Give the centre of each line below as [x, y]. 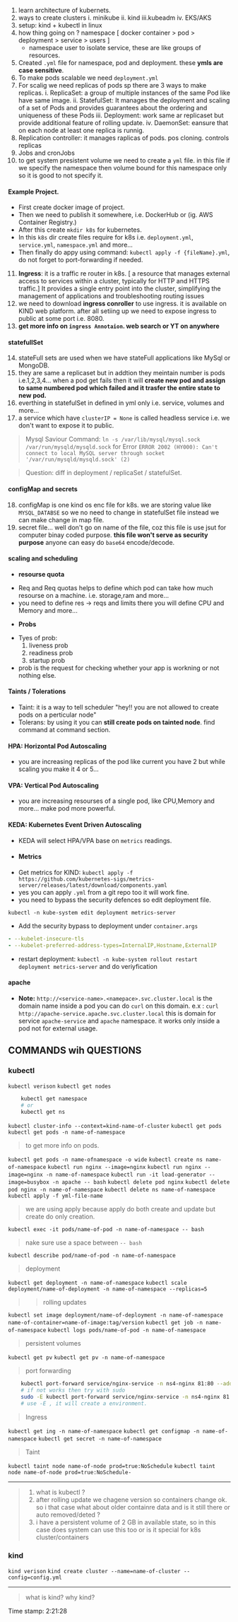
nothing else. [37, 675]
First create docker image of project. [71, 207]
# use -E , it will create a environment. [84, 1403]
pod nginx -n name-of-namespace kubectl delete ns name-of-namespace [112, 1190]
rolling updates [65, 1303]
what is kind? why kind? [60, 1597]
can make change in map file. [61, 519]
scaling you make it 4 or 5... [59, 769]
